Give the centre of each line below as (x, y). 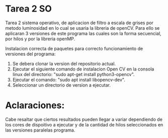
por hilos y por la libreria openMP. (40, 39)
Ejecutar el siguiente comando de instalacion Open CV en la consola (83, 69)
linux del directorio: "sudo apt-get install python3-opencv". (73, 74)
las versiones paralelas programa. (40, 130)
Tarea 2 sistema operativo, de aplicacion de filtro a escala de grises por (79, 23)
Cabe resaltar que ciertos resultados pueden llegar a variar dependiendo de (84, 119)
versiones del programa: (30, 54)
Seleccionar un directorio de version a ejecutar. (62, 85)
